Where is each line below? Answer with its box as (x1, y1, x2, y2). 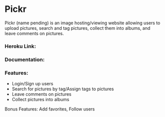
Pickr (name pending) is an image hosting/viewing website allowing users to (4, 20, 161, 26)
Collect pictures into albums (11, 97, 70, 103)
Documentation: (4, 56, 45, 63)
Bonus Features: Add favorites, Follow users (4, 106, 95, 112)
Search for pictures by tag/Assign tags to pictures (11, 86, 114, 92)
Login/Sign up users (11, 81, 53, 87)
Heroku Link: (4, 43, 36, 50)
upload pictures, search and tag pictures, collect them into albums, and (4, 25, 151, 31)
